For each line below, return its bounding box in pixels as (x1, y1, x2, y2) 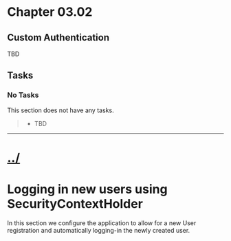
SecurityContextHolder (7, 196, 143, 212)
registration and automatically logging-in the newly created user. (7, 226, 190, 234)
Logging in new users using (7, 182, 168, 197)
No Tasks (7, 90, 39, 100)
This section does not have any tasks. (7, 106, 115, 114)
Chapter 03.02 (7, 4, 93, 20)
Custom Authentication (7, 32, 110, 43)
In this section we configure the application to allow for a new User (7, 218, 197, 227)
